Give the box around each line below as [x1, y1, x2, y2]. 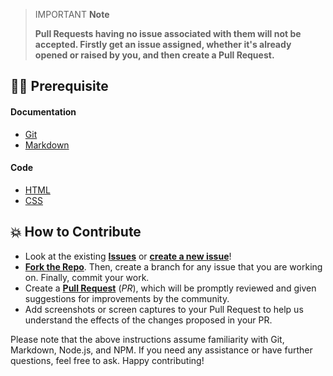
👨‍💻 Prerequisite [10, 78, 109, 95]
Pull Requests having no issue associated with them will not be [34, 28, 302, 39]
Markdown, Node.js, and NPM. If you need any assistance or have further [10, 344, 313, 356]
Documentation [10, 105, 77, 118]
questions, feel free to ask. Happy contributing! [10, 354, 205, 366]
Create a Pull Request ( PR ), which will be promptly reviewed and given [24, 282, 317, 294]
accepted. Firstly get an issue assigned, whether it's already [34, 39, 292, 50]
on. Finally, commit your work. [24, 271, 150, 283]
